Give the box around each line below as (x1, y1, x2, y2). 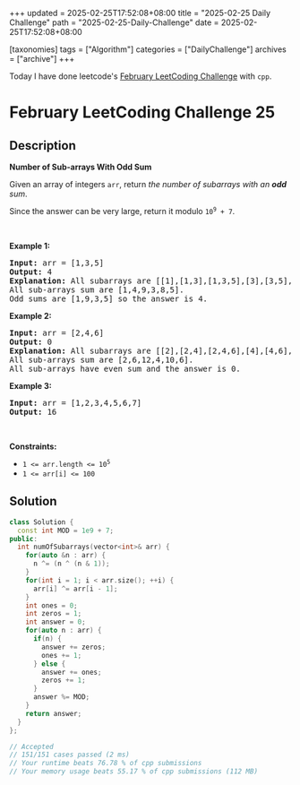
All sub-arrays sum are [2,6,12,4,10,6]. (9, 355, 194, 365)
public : (9, 534, 39, 543)
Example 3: (9, 381, 52, 391)
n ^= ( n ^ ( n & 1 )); (32, 559, 110, 568)
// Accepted (9, 742, 54, 751)
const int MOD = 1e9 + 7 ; (17, 526, 115, 535)
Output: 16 (9, 407, 57, 417)
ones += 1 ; (41, 651, 82, 660)
